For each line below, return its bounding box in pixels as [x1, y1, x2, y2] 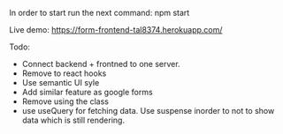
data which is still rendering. [21, 115, 126, 125]
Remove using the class [21, 96, 109, 107]
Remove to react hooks [21, 68, 107, 78]
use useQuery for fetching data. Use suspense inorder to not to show [21, 106, 275, 115]
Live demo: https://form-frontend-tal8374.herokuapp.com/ [9, 25, 223, 34]
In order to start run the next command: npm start [9, 8, 190, 18]
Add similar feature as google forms [21, 87, 153, 97]
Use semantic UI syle [21, 78, 100, 87]
